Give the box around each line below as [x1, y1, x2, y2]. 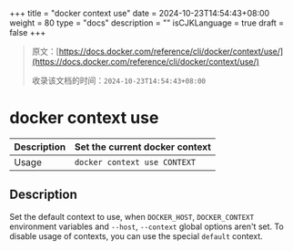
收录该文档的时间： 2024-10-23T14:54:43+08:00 [31, 75, 207, 86]
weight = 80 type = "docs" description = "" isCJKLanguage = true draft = [9, 17, 285, 28]
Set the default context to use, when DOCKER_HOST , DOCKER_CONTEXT [9, 211, 255, 222]
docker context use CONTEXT [74, 157, 197, 167]
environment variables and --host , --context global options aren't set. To [9, 221, 284, 232]
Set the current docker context [74, 141, 212, 153]
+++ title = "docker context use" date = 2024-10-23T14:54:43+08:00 [9, 8, 270, 18]
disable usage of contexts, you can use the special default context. [9, 230, 264, 241]
